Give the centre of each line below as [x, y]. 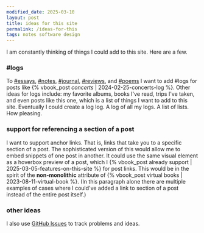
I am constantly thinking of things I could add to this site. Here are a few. [97, 52]
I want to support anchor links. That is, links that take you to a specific [94, 142]
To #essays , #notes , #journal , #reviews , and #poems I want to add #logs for [102, 81]
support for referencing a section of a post [70, 129]
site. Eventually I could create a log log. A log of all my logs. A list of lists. [98, 107]
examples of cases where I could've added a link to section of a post [93, 188]
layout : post [23, 18]
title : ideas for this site [42, 23]
